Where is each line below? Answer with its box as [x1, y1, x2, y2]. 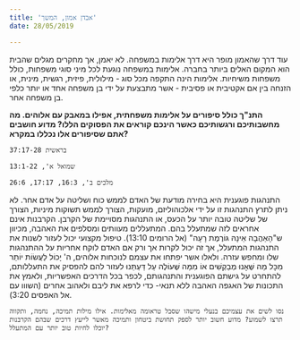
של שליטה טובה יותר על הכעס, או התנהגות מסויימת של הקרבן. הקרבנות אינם [9, 213, 269, 224]
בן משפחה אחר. [9, 91, 64, 103]
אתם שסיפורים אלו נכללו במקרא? [9, 128, 129, 139]
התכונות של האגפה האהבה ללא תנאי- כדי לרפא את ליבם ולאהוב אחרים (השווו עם [9, 279, 284, 291]
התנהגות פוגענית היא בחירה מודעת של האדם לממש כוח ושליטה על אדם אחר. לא [9, 194, 280, 205]
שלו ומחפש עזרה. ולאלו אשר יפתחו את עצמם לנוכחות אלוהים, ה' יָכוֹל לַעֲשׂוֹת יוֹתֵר [9, 251, 279, 262]
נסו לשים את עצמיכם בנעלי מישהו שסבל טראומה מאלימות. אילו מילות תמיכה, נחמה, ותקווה [9, 306, 285, 316]
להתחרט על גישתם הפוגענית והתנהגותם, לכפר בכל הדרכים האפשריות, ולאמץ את [9, 270, 282, 281]
